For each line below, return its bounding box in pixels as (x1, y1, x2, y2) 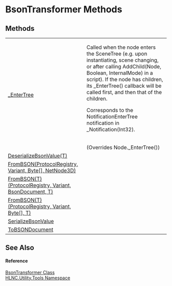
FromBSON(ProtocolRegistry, (8, 161, 78, 167)
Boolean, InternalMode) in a (86, 69, 153, 77)
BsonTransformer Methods (5, 4, 122, 15)
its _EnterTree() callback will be (86, 82, 162, 89)
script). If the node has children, (86, 76, 163, 83)
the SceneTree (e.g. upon (86, 50, 147, 57)
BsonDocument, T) (8, 188, 53, 195)
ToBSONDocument (8, 226, 54, 233)
